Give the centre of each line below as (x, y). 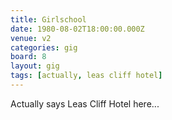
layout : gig (35, 66)
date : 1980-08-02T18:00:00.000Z (77, 29)
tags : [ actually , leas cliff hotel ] (86, 76)
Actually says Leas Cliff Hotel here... (85, 103)
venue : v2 (31, 38)
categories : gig (44, 47)
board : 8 (28, 57)
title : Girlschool (48, 19)
